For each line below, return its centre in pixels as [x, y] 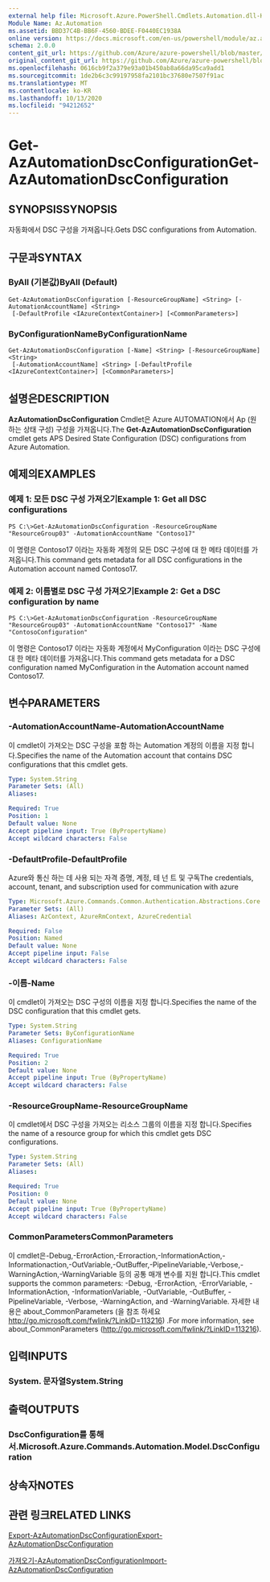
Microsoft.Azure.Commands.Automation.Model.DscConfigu [139, 1447]
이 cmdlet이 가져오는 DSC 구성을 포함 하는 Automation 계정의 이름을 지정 [124, 745]
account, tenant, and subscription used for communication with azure [123, 886]
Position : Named [35, 939]
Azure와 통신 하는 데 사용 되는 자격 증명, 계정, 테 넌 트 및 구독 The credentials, [131, 878]
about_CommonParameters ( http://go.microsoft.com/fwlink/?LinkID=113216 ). [135, 1328]
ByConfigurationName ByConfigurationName [98, 333]
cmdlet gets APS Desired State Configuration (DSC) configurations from [127, 438]
